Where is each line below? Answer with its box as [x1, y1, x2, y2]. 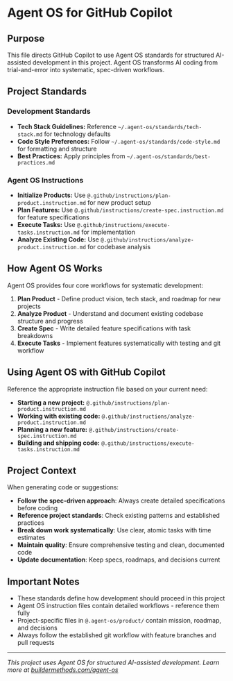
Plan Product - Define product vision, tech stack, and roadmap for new [17, 294, 221, 303]
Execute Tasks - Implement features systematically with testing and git [17, 339, 221, 347]
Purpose [7, 33, 45, 44]
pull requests [17, 639, 55, 647]
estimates [17, 533, 46, 542]
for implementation [80, 228, 135, 236]
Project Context [7, 465, 76, 476]
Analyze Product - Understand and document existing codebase [17, 309, 203, 317]
